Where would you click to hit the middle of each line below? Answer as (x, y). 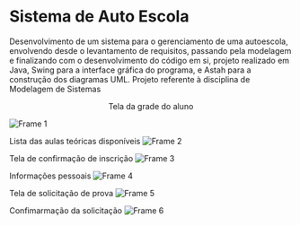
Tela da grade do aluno (151, 106)
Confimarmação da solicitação (66, 210)
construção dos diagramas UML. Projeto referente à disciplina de (130, 79)
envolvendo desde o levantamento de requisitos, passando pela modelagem (150, 50)
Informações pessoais (50, 176)
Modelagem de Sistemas (55, 89)
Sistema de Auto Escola (99, 17)
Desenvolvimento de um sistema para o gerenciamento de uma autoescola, (149, 41)
